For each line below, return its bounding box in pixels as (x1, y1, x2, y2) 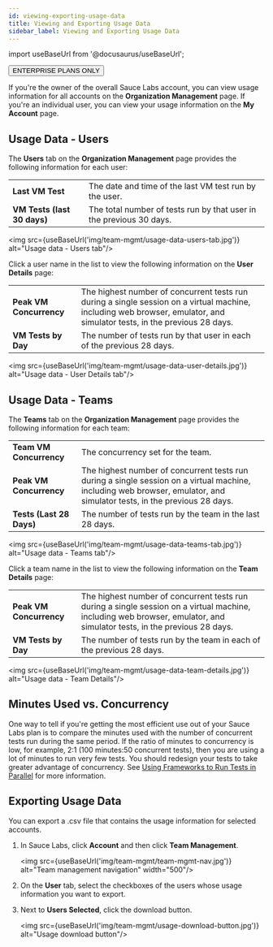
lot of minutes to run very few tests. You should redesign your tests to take (8, 753, 258, 763)
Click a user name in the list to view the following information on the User (8, 259, 253, 269)
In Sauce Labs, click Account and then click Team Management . (19, 840, 239, 850)
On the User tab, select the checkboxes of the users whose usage (19, 880, 242, 890)
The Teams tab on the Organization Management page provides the (8, 415, 240, 424)
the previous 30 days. (88, 214, 172, 226)
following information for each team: (8, 423, 130, 433)
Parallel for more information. (8, 771, 106, 781)
